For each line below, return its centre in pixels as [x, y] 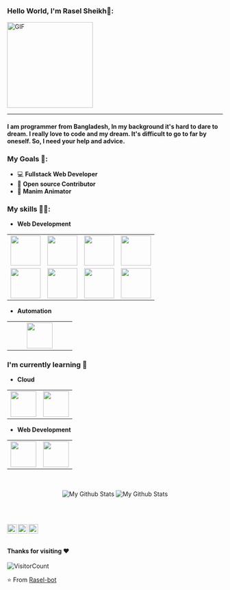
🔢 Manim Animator [44, 191]
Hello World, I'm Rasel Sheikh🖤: [61, 11]
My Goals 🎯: [27, 158]
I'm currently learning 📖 [47, 364]
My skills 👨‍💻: [29, 209]
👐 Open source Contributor [56, 184]
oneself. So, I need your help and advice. [66, 141]
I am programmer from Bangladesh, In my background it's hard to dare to [113, 126]
